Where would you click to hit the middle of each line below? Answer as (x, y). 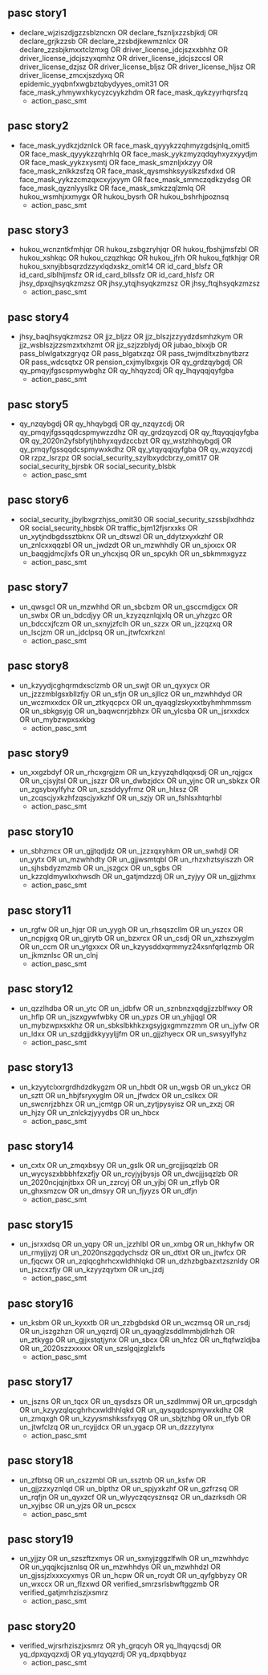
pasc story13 (41, 1067)
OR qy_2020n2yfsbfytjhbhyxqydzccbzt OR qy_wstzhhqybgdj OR (125, 441)
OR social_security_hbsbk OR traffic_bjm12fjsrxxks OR (108, 528)
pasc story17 (40, 1382)
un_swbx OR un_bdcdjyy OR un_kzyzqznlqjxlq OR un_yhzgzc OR (126, 615)
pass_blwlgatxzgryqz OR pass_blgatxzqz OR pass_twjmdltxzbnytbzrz (134, 354)
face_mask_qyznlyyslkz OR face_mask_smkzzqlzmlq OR (112, 188)
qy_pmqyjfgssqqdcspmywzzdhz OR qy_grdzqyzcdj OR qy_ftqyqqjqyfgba (139, 432)
